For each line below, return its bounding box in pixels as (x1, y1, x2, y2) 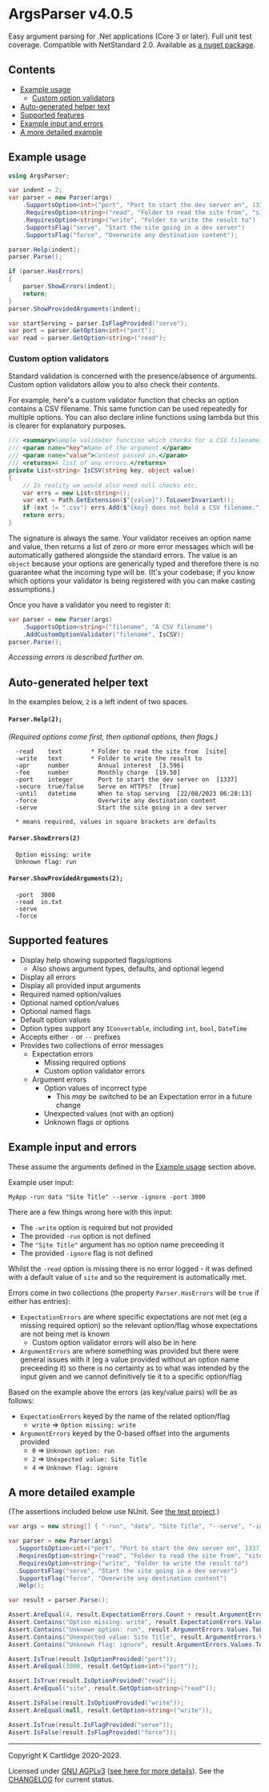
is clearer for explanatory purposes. (8, 421, 126, 430)
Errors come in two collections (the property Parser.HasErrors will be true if (8, 1288, 259, 1297)
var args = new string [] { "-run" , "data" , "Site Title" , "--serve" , (8, 1522, 246, 1530)
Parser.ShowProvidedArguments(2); (8, 874, 124, 883)
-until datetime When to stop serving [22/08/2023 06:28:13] (15, 789, 252, 797)
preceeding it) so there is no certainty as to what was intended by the (19, 1362, 250, 1373)
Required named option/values (19, 989, 122, 999)
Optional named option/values (19, 997, 120, 1008)
